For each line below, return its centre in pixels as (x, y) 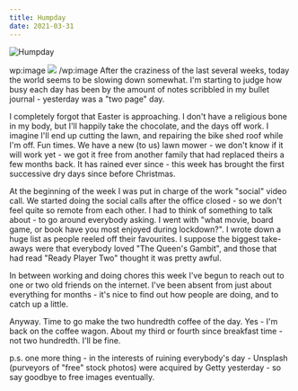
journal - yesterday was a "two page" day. (87, 99)
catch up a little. (39, 304)
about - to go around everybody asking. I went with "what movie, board (141, 219)
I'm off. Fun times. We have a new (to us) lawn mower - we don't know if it (146, 145)
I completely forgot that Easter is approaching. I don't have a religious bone (148, 116)
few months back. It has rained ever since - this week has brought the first (147, 164)
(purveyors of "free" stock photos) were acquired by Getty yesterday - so (145, 367)
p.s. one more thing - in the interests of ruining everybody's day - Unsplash (149, 358)
